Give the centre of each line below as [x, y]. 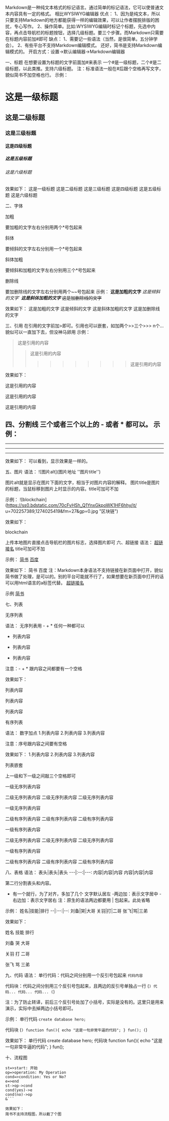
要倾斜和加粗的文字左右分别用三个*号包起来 [51, 270]
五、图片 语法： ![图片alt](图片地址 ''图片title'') [53, 472]
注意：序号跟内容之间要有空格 [36, 744]
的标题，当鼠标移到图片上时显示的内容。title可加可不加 [62, 489]
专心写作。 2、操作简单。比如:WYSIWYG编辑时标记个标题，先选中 [82, 26]
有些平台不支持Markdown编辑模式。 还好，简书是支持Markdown [91, 45]
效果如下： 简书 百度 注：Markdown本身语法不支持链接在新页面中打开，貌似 [84, 570]
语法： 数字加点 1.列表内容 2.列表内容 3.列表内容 [55, 733]
